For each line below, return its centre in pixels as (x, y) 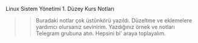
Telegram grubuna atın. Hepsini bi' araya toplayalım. (101, 33)
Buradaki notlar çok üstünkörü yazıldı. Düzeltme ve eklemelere (114, 20)
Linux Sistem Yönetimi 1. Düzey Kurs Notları (60, 9)
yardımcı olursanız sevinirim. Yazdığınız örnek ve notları (105, 27)
